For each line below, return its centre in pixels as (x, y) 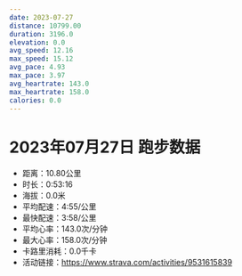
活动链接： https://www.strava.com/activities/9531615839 (127, 263)
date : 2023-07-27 (41, 17)
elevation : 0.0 (37, 42)
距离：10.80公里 (52, 174)
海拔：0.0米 (44, 196)
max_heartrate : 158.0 (49, 92)
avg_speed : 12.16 (41, 51)
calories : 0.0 (36, 100)
